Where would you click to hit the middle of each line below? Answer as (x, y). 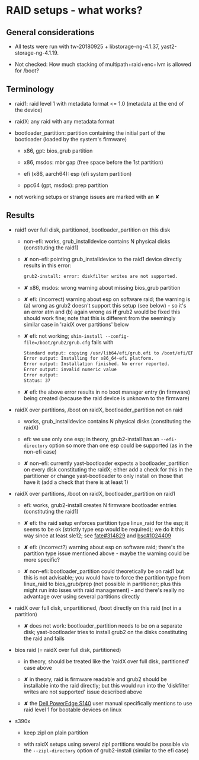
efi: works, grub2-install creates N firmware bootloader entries (100, 505)
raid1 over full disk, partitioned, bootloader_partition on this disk (92, 230)
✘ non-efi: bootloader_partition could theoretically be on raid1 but (104, 571)
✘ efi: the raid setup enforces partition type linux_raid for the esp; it (106, 522)
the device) (28, 110)
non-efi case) (40, 451)
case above (38, 667)
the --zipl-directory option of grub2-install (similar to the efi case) (106, 750)
